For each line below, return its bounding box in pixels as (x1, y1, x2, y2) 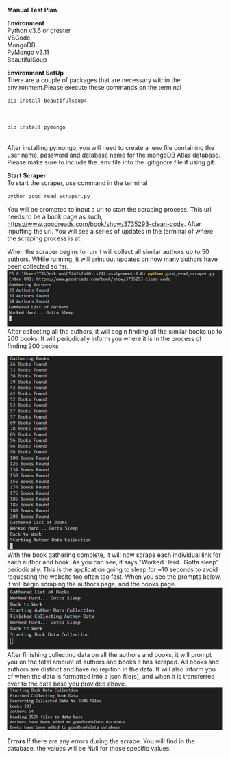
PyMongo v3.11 (7, 48, 49, 56)
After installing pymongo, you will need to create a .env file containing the (7, 143, 215, 151)
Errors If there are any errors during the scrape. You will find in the (7, 736, 195, 745)
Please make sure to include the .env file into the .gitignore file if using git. (7, 158, 216, 166)
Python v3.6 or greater (7, 27, 71, 34)
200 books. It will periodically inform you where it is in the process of (7, 335, 202, 343)
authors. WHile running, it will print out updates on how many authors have (7, 255, 218, 263)
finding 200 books (7, 342, 60, 350)
